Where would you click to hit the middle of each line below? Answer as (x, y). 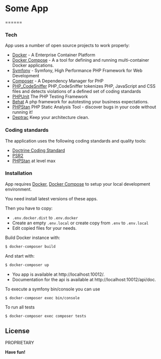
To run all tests (20, 307)
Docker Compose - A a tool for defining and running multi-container (80, 60)
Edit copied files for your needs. (44, 228)
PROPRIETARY (20, 343)
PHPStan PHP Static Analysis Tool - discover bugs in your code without (84, 107)
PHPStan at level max (34, 161)
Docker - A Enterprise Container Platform (54, 55)
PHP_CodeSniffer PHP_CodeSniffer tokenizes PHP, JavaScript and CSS (84, 86)
